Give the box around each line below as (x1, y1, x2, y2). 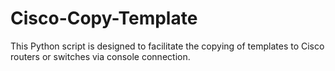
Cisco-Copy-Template (10, 7, 198, 30)
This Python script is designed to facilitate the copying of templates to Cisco (10, 40, 325, 52)
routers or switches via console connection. (10, 50, 191, 62)
